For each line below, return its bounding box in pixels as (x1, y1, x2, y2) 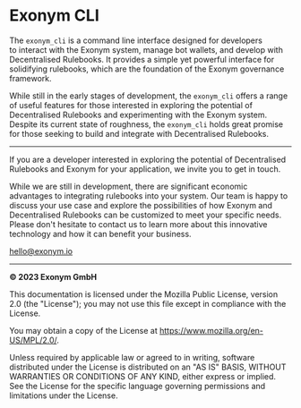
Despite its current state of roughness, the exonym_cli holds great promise (9, 118, 284, 130)
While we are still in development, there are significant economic (9, 181, 248, 191)
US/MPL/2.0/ (9, 335, 57, 345)
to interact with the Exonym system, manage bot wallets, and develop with (9, 44, 284, 55)
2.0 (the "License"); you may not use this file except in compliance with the (9, 298, 287, 309)
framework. (9, 72, 52, 83)
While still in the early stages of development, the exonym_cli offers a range (9, 90, 288, 101)
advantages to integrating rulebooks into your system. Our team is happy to (9, 190, 288, 201)
